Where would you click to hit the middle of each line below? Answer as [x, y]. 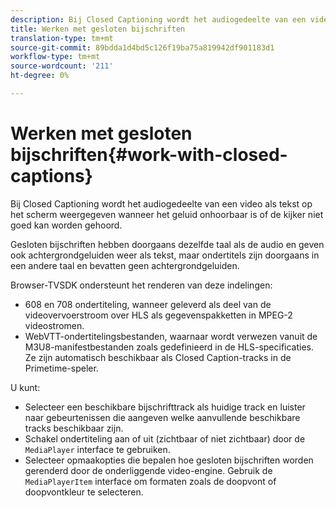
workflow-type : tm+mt [55, 57]
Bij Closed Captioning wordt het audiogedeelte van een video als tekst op [161, 203]
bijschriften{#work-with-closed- [149, 155]
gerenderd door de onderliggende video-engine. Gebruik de [148, 470]
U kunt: [25, 387]
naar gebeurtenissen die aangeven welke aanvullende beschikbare [162, 417]
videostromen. [54, 325]
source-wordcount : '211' [62, 66]
